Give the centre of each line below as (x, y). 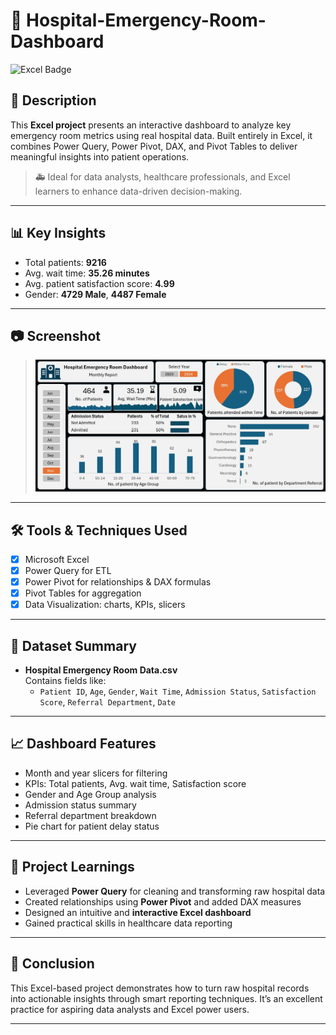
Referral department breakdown (90, 815)
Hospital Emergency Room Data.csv (101, 670)
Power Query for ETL (68, 571)
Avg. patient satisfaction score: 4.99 (99, 283)
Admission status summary (80, 805)
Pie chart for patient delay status (92, 826)
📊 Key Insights (58, 233)
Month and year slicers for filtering (96, 773)
